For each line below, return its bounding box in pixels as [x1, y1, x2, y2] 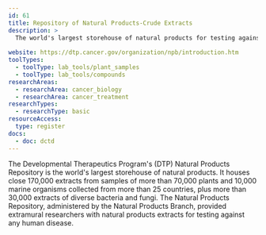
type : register [15, 122, 66, 130]
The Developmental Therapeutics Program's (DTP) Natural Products [8, 159, 230, 168]
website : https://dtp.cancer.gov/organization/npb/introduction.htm [8, 48, 239, 56]
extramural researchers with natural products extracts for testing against [8, 210, 245, 219]
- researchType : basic [15, 108, 90, 116]
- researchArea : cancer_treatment [15, 93, 129, 101]
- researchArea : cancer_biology [15, 85, 123, 94]
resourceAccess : [8, 115, 62, 123]
